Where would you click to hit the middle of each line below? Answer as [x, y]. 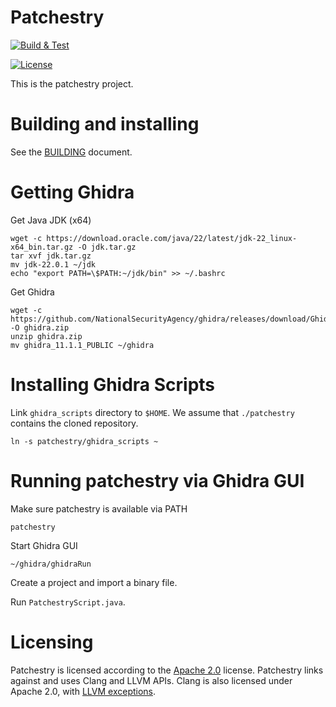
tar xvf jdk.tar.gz [51, 256]
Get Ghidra [32, 292]
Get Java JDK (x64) [51, 220]
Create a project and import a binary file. [94, 582]
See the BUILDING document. [71, 152]
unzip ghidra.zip [46, 336]
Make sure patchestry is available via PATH [99, 508]
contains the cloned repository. [74, 423]
